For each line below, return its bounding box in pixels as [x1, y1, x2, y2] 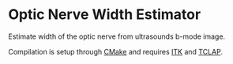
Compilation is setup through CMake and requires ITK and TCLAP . [8, 47, 224, 56]
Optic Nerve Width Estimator [8, 6, 201, 24]
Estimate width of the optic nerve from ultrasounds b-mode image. [8, 32, 226, 41]
